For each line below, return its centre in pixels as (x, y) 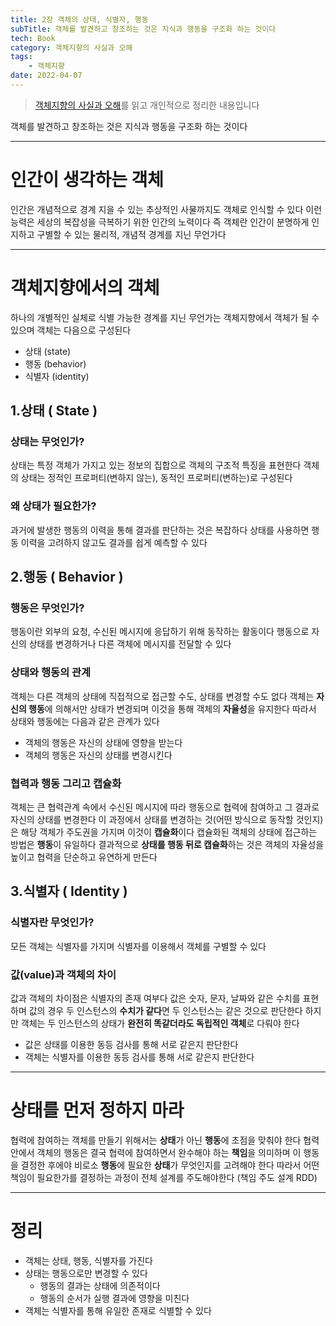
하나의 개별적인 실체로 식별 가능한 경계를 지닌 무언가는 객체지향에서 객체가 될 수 (165, 317)
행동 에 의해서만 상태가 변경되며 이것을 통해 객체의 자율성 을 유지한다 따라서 (172, 708)
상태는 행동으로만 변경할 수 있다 (86, 1273)
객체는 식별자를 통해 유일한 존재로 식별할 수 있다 (118, 1310)
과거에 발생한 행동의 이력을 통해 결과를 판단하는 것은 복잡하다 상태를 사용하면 (160, 530)
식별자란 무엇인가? (52, 923)
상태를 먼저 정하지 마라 (97, 1110)
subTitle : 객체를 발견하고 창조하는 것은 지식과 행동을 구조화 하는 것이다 (143, 29)
